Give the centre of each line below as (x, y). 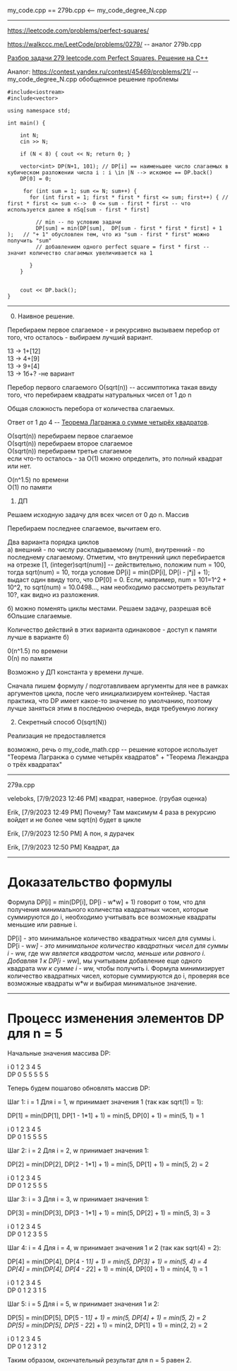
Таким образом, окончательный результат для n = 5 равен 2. (99, 1360)
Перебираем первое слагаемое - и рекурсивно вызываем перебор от (114, 330)
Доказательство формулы (90, 883)
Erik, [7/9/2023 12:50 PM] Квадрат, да (63, 847)
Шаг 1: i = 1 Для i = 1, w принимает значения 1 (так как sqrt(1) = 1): (105, 1101)
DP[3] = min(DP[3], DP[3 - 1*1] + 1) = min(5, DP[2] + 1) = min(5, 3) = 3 (109, 1213)
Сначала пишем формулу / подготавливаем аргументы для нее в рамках (118, 686)
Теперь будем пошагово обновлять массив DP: (79, 1088)
